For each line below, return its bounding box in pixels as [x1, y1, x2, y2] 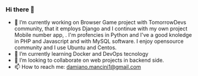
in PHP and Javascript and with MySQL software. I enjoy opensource [14, 38, 184, 45]
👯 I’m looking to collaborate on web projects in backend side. [14, 56, 165, 64]
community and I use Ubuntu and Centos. [14, 44, 117, 51]
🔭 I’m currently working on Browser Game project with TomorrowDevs [14, 19, 187, 26]
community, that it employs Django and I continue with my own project [14, 25, 188, 32]
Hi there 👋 [5, 5, 35, 14]
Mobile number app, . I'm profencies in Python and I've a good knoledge [14, 31, 192, 39]
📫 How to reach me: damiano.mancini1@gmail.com [14, 64, 141, 71]
